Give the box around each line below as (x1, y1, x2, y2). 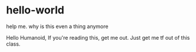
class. (6, 40, 21, 47)
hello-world (6, 4, 65, 17)
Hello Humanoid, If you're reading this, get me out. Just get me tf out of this (6, 34, 190, 41)
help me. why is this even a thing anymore (6, 23, 109, 30)
